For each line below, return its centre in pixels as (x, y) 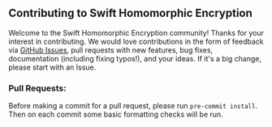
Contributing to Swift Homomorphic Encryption (131, 13)
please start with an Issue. (52, 67)
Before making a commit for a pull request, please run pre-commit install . (133, 106)
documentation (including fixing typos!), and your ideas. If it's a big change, (135, 58)
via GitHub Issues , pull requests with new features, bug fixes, (111, 50)
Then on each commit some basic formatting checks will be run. (116, 114)
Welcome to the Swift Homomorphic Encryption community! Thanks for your (136, 32)
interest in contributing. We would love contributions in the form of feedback (136, 41)
